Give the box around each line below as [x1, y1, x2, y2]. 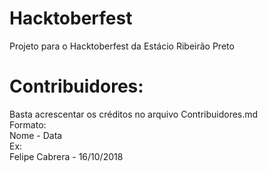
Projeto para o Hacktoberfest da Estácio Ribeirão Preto [9, 40, 235, 52]
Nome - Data [9, 129, 63, 141]
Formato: [9, 118, 47, 131]
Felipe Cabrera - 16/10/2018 [9, 150, 124, 162]
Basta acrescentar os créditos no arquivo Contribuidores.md [9, 108, 259, 120]
